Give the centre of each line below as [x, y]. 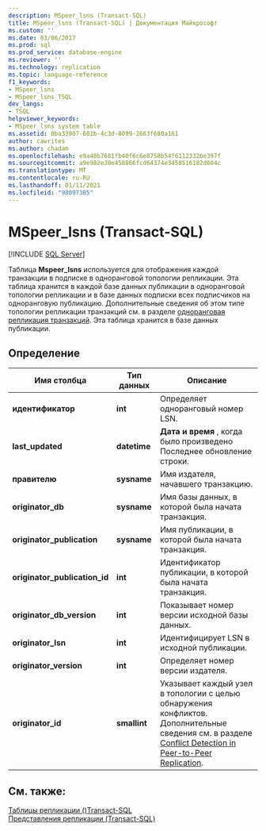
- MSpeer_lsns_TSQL [40, 97]
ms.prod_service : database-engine [65, 52]
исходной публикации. [203, 648]
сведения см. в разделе [206, 733]
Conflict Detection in [198, 743]
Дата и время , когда [201, 432]
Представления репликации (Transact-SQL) [82, 819]
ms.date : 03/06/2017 [42, 38]
